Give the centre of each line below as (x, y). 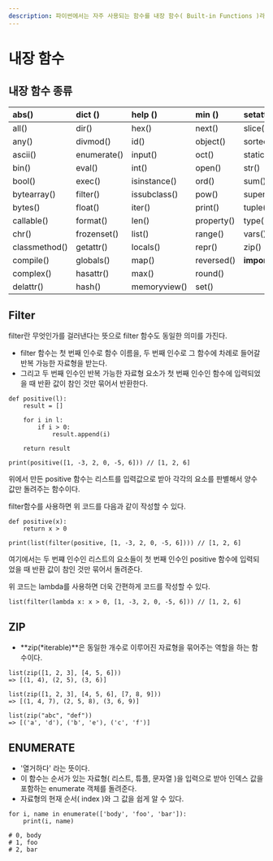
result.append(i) (81, 435)
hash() (89, 287)
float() (88, 207)
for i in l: (43, 420)
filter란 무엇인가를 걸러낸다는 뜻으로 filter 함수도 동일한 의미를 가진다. (118, 336)
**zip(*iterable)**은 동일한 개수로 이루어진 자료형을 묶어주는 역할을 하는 (135, 647)
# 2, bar (23, 850)
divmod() (93, 141)
